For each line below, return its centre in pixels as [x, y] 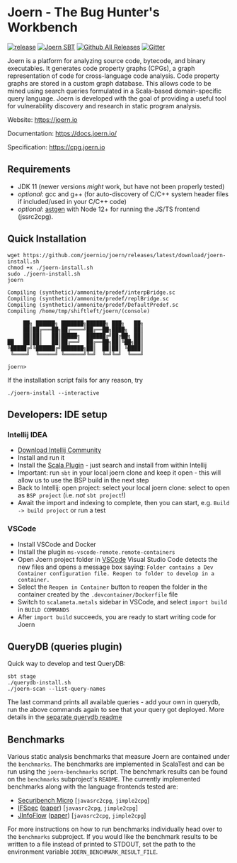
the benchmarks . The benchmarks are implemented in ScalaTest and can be [116, 764]
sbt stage [22, 677]
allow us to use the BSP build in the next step [83, 480]
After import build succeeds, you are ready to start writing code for [117, 616]
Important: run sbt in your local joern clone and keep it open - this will [119, 473]
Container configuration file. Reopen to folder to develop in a [116, 574]
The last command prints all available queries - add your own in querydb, [114, 702]
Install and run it [41, 458]
